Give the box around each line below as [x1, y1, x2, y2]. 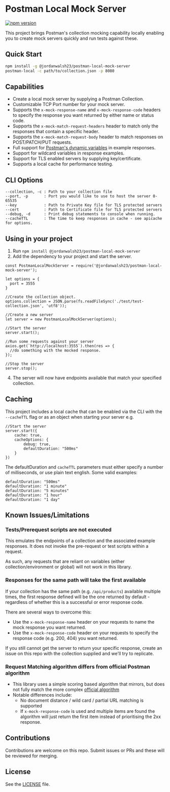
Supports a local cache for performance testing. [12, 161, 113, 167]
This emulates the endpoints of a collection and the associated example [5, 538, 156, 544]
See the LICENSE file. [5, 781, 50, 787]
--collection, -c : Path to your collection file [5, 189, 113, 194]
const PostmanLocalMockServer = [5, 263, 74, 268]
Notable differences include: [12, 692, 72, 698]
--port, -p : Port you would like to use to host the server [5, 194, 151, 199]
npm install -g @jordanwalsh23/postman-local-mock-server [5, 63, 130, 69]
